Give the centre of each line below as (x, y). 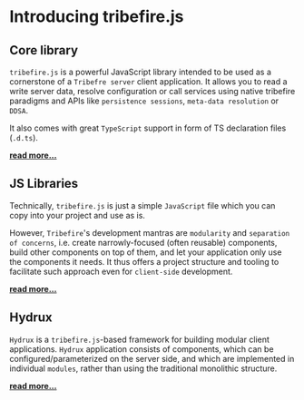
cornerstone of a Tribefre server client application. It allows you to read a (148, 82)
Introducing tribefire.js (97, 17)
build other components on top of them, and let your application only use (146, 252)
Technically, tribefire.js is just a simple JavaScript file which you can (142, 205)
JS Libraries (44, 184)
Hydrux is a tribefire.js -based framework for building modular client (140, 339)
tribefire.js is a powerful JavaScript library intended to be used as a (141, 72)
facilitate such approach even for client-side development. (121, 271)
